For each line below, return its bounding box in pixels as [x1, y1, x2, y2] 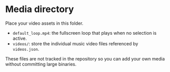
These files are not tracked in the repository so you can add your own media [5, 55, 165, 61]
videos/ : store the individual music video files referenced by [12, 40, 139, 46]
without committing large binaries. [5, 61, 77, 67]
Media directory [5, 4, 74, 15]
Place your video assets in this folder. [5, 20, 84, 26]
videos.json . [12, 46, 40, 52]
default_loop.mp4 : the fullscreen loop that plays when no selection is [12, 30, 157, 36]
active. [12, 35, 27, 41]
